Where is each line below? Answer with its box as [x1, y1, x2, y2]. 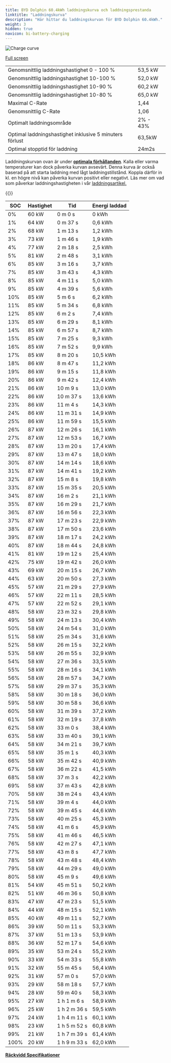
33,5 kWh [92, 658, 116, 665]
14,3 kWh [92, 401, 116, 408]
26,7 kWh [92, 567, 116, 574]
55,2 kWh [92, 948, 116, 954]
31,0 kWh [92, 625, 116, 632]
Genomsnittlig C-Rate [8, 108, 61, 115]
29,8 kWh [92, 608, 116, 615]
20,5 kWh [92, 484, 116, 491]
